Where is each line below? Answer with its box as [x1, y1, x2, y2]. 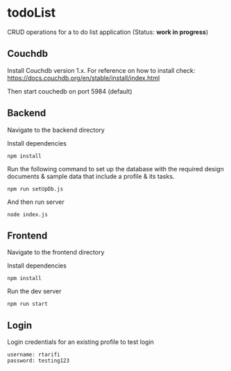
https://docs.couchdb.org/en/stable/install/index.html [7, 74, 160, 82]
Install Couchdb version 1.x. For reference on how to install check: [7, 66, 196, 74]
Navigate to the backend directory [7, 126, 105, 134]
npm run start [7, 300, 49, 308]
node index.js [7, 211, 49, 218]
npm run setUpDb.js [7, 185, 64, 192]
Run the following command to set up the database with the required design [7, 164, 224, 173]
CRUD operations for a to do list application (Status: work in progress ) [7, 28, 209, 36]
